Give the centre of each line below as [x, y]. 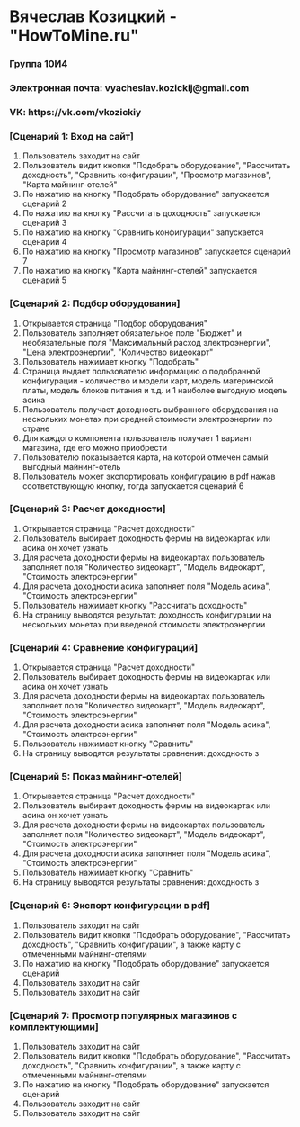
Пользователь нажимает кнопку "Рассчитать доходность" [135, 605]
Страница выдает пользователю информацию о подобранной [141, 371]
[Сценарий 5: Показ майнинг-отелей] [96, 777]
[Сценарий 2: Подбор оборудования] [95, 303]
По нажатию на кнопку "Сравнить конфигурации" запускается [143, 232]
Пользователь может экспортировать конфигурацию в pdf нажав [149, 476]
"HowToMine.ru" [74, 36]
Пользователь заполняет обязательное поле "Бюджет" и [132, 333]
